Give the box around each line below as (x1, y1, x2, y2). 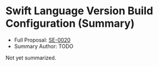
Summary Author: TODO (14, 43, 74, 50)
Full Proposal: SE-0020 (14, 36, 71, 43)
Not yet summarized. (5, 54, 57, 61)
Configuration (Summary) (5, 17, 135, 30)
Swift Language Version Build (5, 4, 154, 18)
